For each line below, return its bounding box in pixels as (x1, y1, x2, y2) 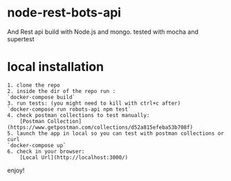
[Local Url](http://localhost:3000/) (19, 153, 129, 161)
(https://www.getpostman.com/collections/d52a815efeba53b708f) (7, 124, 194, 131)
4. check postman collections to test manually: (7, 111, 150, 118)
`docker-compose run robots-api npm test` (7, 105, 131, 113)
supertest (7, 34, 35, 43)
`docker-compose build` (7, 94, 76, 100)
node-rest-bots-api (7, 5, 122, 21)
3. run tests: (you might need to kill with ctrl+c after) (7, 100, 181, 107)
